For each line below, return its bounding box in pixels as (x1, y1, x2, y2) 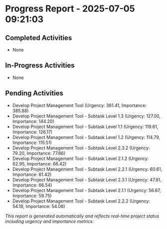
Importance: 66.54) (12, 182, 52, 188)
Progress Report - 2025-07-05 (5, 3, 135, 14)
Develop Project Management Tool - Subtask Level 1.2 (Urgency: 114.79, (12, 134, 161, 140)
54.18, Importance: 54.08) (12, 203, 66, 209)
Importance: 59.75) (12, 192, 52, 198)
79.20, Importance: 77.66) (12, 150, 66, 156)
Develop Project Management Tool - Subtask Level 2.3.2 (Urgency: (12, 144, 150, 150)
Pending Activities (5, 89, 64, 97)
